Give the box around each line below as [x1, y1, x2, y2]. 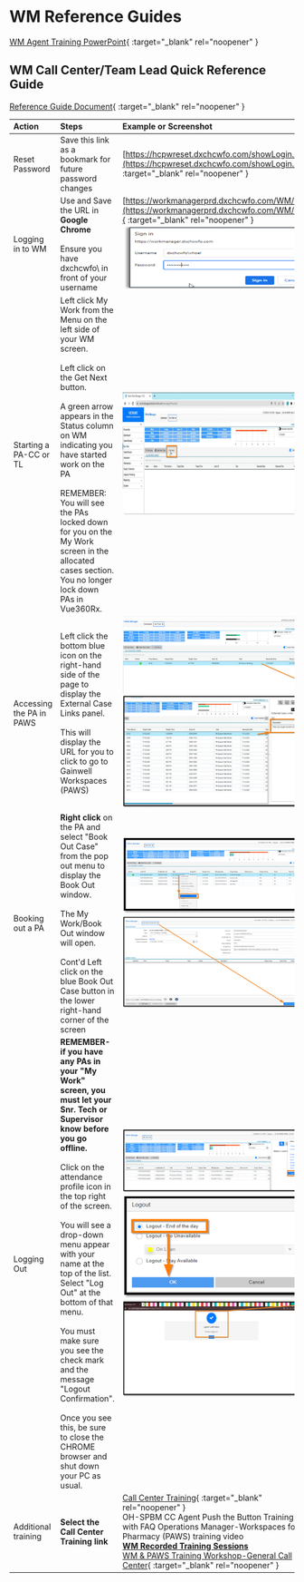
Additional [13, 1521, 52, 1532]
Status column [60, 420, 114, 431]
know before [60, 1123, 109, 1135]
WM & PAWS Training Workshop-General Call [121, 1550, 292, 1561]
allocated [60, 555, 95, 566]
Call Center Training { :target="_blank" [121, 1492, 262, 1503]
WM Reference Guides [9, 6, 183, 27]
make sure [60, 1335, 100, 1346]
